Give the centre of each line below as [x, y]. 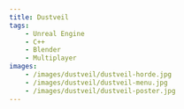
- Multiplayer [51, 58]
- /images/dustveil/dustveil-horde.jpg [99, 75]
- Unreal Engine [55, 33]
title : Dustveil [39, 17]
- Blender [43, 50]
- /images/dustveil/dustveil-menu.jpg [96, 83]
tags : [19, 25]
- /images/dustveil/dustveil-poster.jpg [100, 91]
